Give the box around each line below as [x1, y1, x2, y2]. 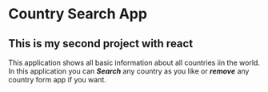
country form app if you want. [8, 75, 106, 84]
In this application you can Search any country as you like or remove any [8, 66, 250, 76]
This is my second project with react [8, 37, 194, 50]
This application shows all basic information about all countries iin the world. [8, 58, 260, 67]
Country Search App [8, 5, 148, 23]
